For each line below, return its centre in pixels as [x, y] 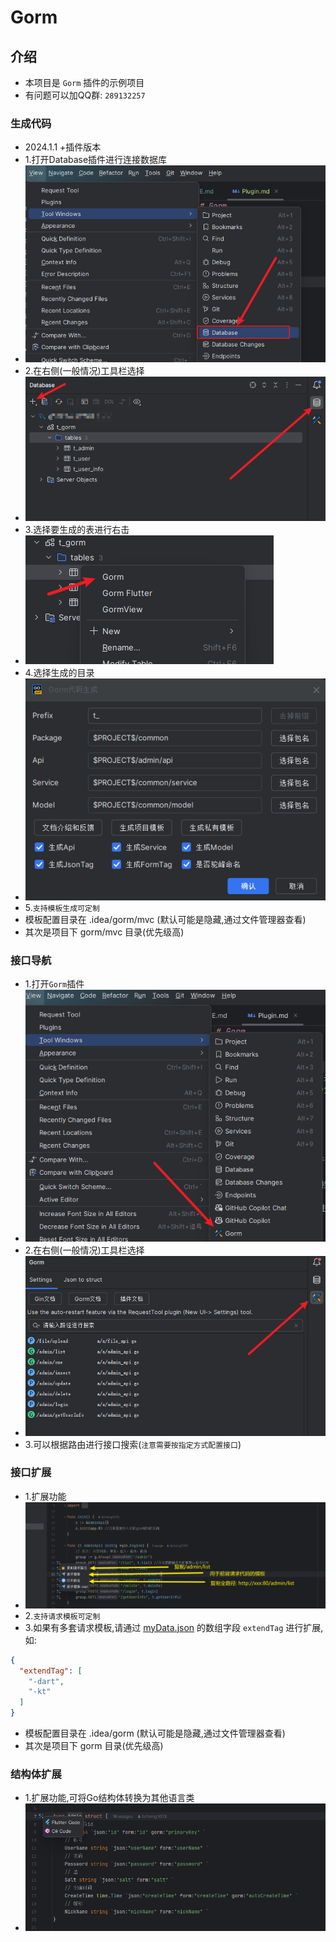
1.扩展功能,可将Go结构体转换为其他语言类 [109, 1798]
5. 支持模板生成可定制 [62, 908]
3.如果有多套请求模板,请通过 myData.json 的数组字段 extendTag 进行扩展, [174, 1627]
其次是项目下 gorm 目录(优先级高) [94, 1746]
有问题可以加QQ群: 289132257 [85, 95]
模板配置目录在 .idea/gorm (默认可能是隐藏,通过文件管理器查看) [155, 1733]
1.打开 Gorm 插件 [54, 984]
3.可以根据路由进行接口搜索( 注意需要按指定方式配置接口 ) [133, 1444]
